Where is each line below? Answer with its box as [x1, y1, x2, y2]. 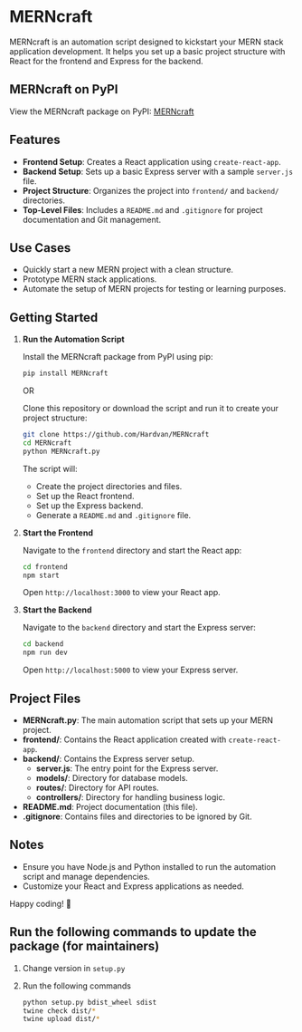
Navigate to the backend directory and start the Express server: [22, 622, 256, 633]
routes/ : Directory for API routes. [35, 782, 160, 793]
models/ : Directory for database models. [35, 773, 188, 783]
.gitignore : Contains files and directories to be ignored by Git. [22, 811, 252, 822]
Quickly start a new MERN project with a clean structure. [22, 265, 233, 275]
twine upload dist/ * [22, 1015, 100, 1024]
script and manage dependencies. [22, 871, 151, 882]
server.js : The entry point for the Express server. [35, 763, 219, 774]
